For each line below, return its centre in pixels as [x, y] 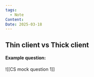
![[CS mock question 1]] [30, 69]
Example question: [26, 58]
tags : [11, 10]
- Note [17, 15]
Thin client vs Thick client [47, 45]
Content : [15, 19]
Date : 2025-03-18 [24, 24]
